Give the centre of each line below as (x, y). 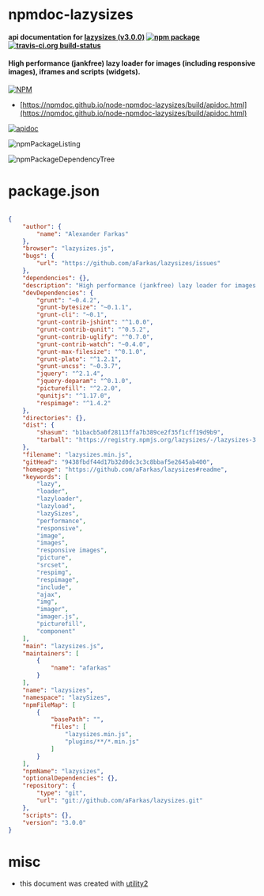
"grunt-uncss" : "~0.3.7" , (79, 366)
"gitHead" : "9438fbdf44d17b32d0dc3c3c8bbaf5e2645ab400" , (118, 462)
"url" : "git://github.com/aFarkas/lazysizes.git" (120, 801)
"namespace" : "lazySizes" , (67, 697)
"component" (57, 631)
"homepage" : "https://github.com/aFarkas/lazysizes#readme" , (125, 469)
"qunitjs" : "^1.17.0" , (74, 396)
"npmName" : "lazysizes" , (63, 771)
